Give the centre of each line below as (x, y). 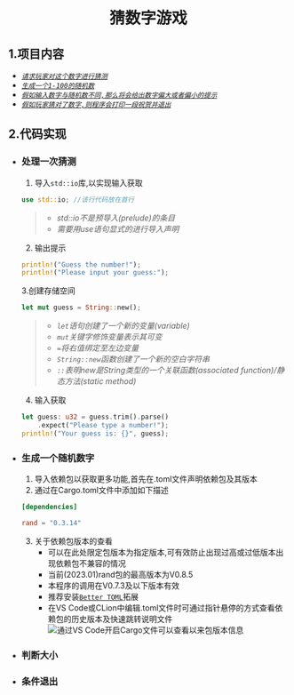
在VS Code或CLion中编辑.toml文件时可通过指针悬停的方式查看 (162, 607)
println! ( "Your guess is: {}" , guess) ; (95, 433)
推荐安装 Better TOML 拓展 (93, 596)
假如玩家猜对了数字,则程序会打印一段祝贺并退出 (96, 105)
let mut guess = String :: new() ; (81, 308)
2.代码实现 (38, 134)
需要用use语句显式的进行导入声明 (118, 228)
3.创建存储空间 (48, 291)
